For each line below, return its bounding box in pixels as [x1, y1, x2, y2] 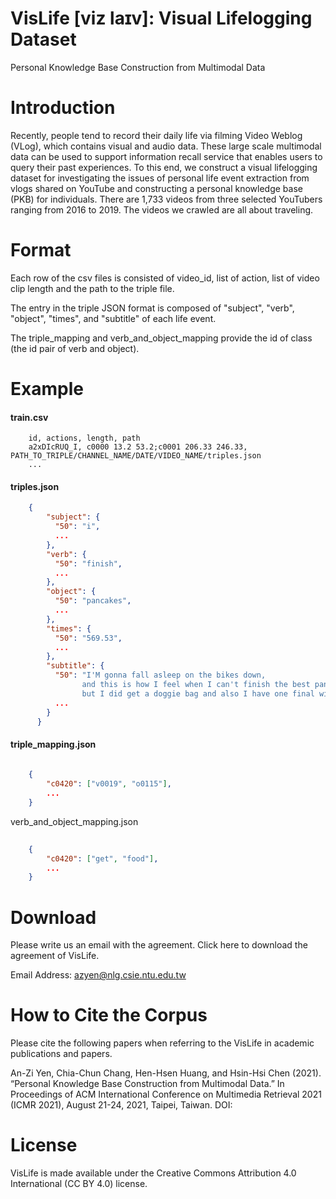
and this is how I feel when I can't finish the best [81, 680, 311, 690]
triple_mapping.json [10, 738, 97, 750]
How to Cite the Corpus [10, 1004, 208, 1027]
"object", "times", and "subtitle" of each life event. [10, 312, 217, 324]
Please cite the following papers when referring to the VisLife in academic [10, 1037, 315, 1049]
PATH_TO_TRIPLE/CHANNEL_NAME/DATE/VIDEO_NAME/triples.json [10, 451, 262, 461]
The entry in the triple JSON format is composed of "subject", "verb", [10, 302, 295, 314]
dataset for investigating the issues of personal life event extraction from [10, 172, 310, 184]
